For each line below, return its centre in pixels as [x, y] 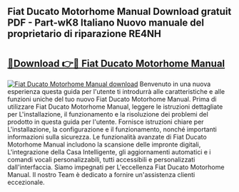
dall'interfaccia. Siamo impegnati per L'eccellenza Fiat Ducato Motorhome [116, 167]
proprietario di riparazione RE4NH [85, 34]
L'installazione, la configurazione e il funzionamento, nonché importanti [112, 129]
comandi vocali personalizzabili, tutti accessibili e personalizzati [101, 160]
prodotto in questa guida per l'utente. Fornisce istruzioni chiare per [106, 122]
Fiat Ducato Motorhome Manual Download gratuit [119, 12]
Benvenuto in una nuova [175, 84]
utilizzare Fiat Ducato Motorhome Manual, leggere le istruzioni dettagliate [115, 107]
